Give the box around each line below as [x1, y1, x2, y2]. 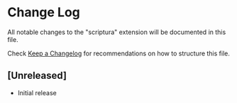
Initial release [17, 88, 57, 97]
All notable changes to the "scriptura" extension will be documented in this [7, 28, 226, 36]
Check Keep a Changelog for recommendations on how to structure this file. [7, 49, 231, 58]
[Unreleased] [7, 70, 67, 82]
